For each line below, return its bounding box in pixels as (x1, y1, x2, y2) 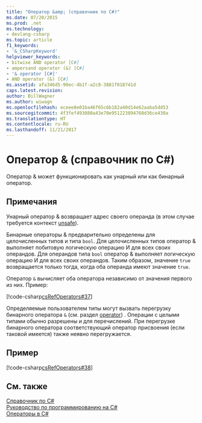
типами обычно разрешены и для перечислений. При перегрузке (6, 317, 175, 325)
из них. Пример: (6, 281, 48, 288)
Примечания (6, 197, 57, 207)
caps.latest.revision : (6, 88, 63, 94)
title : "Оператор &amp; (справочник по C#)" (6, 8, 120, 15)
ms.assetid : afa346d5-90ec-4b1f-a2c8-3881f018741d (6, 82, 136, 88)
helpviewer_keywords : (6, 54, 61, 60)
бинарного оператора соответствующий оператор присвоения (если (6, 324, 185, 331)
